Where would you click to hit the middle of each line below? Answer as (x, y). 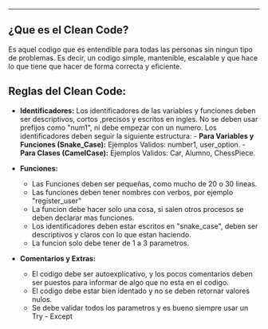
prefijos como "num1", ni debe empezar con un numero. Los (118, 127)
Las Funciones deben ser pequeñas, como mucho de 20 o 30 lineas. (144, 183)
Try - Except (52, 316)
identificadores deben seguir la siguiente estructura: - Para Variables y (137, 135)
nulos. (42, 299)
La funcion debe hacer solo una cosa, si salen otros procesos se (138, 209)
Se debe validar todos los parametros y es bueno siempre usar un (140, 307)
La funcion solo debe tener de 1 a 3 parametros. (110, 243)
